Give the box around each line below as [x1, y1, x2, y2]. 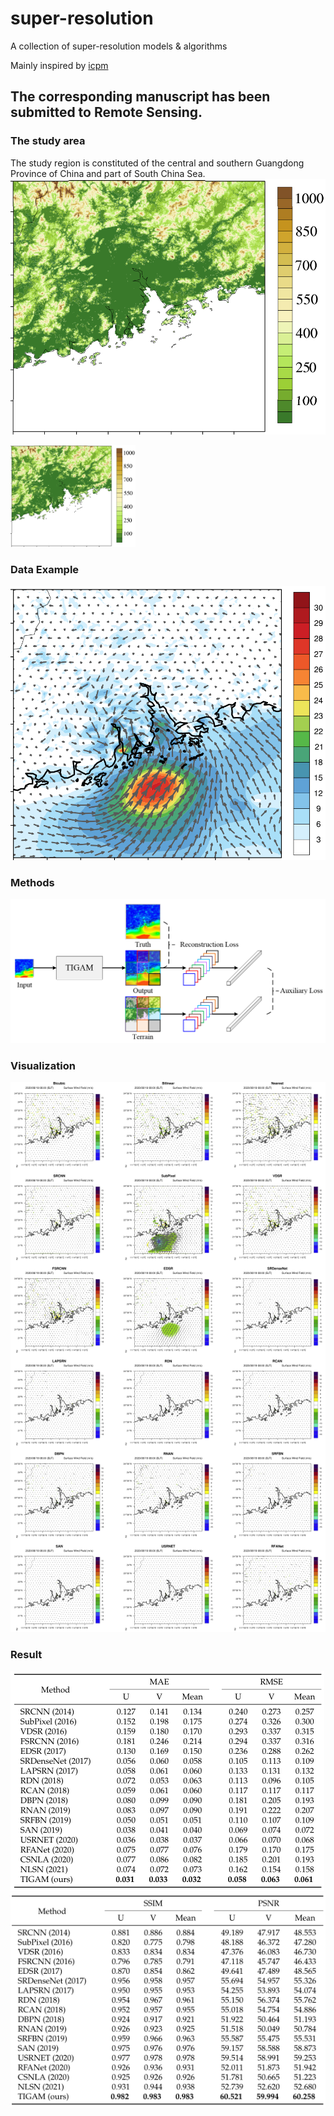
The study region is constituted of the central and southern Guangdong [10, 157, 305, 169]
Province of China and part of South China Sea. [10, 167, 206, 179]
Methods [10, 875, 55, 889]
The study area [10, 134, 86, 148]
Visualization [10, 1058, 76, 1072]
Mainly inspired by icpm [10, 59, 109, 71]
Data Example [10, 562, 80, 576]
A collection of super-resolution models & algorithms [10, 40, 228, 52]
